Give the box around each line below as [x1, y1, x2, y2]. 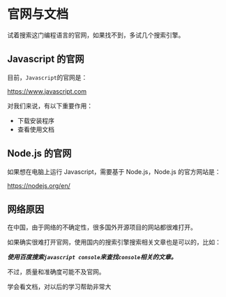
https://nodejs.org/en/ [7, 181, 71, 189]
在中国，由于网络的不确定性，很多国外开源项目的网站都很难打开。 [7, 223, 197, 231]
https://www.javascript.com [7, 87, 87, 95]
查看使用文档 [17, 125, 54, 133]
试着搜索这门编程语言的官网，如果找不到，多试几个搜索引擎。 [7, 31, 185, 39]
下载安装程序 [17, 116, 54, 124]
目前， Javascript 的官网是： [7, 73, 88, 81]
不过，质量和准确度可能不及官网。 [7, 268, 105, 276]
